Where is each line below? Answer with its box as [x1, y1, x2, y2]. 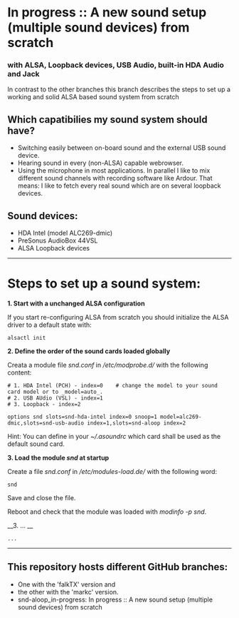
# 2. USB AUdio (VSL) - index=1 [7, 395, 103, 402]
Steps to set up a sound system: [7, 275, 201, 292]
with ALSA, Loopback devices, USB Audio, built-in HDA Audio [7, 60, 224, 70]
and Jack [7, 69, 41, 79]
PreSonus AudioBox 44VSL [17, 236, 98, 245]
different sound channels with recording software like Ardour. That [17, 174, 213, 183]
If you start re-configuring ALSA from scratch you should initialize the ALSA [7, 313, 229, 322]
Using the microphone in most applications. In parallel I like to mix [17, 166, 211, 175]
